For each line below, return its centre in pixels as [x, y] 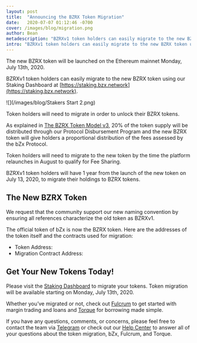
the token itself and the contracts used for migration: [69, 236]
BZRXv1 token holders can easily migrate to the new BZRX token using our [96, 78]
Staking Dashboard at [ [34, 85]
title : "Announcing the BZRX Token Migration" [65, 17]
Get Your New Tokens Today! [60, 272]
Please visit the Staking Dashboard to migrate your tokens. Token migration [97, 286]
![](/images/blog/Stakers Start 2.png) [51, 102]
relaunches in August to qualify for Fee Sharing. [64, 162]
